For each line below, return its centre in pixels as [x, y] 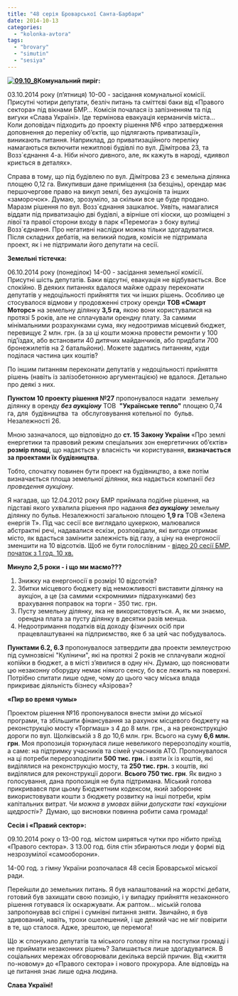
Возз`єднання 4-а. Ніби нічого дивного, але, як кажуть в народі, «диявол [118, 155]
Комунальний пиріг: [69, 81]
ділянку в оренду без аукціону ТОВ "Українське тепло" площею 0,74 [115, 405]
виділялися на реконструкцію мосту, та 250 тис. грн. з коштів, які [108, 766]
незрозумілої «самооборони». [53, 854]
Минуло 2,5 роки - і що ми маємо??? [65, 566]
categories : [25, 27]
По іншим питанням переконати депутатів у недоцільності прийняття [113, 369]
